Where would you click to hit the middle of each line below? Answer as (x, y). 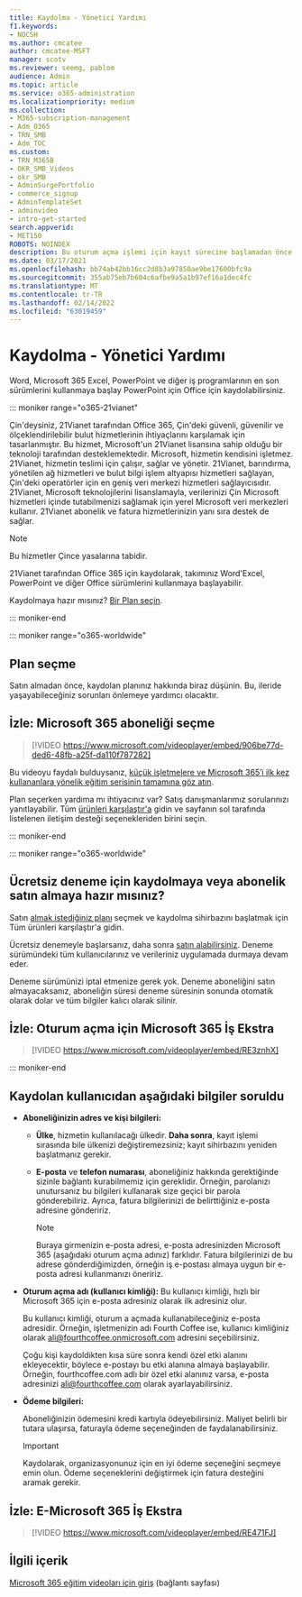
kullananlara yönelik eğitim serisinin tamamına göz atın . (112, 782)
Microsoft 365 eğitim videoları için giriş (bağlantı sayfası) (115, 1583)
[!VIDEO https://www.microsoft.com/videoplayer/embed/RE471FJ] (154, 1533)
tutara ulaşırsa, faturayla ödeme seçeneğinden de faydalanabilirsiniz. (150, 1428)
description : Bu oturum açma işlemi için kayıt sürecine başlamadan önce (151, 252)
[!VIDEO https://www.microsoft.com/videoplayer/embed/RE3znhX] (155, 1051)
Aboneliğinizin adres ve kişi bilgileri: (92, 1118)
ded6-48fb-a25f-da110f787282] (91, 755)
